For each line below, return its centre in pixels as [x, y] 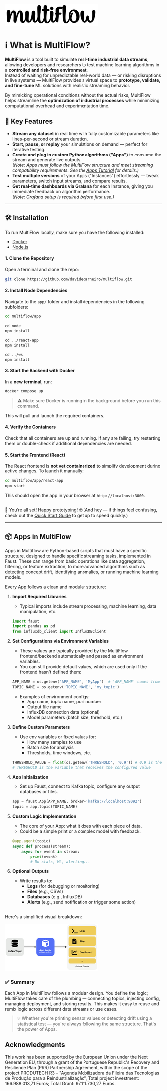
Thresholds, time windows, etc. [59, 752]
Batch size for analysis [50, 747]
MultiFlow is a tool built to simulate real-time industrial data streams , [77, 59]
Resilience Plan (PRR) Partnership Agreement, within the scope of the [76, 1067]
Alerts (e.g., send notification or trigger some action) [81, 902]
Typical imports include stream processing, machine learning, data [88, 606]
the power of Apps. [37, 1029]
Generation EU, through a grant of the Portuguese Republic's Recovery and [82, 1062]
